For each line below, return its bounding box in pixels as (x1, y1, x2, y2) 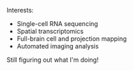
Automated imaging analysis (16, 42, 99, 50)
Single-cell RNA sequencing (16, 20, 99, 27)
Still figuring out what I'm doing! (6, 56, 99, 64)
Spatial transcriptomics (16, 27, 84, 35)
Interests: (6, 6, 34, 14)
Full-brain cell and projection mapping (16, 34, 127, 43)
